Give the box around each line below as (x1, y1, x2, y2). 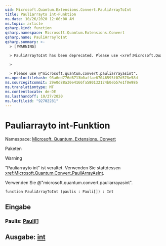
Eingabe (5, 202, 31, 211)
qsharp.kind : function (5, 26, 52, 31)
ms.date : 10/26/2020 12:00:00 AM (5, 16, 74, 21)
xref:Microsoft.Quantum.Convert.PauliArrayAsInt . (5, 170, 105, 176)
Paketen (5, 146, 22, 151)
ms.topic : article (5, 21, 43, 26)
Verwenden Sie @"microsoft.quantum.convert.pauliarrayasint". (5, 180, 133, 186)
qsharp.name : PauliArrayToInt (5, 35, 68, 40)
